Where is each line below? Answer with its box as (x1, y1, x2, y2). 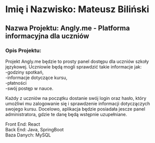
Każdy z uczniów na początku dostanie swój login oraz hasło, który (5, 95, 147, 101)
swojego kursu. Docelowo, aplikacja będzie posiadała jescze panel (5, 105, 145, 112)
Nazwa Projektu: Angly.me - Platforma (5, 24, 130, 32)
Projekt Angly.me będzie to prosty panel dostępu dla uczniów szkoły (5, 58, 149, 64)
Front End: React (5, 121, 40, 127)
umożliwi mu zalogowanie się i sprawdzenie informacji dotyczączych (5, 100, 150, 106)
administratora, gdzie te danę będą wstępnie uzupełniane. (5, 111, 127, 117)
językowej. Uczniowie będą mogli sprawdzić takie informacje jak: (5, 63, 142, 69)
